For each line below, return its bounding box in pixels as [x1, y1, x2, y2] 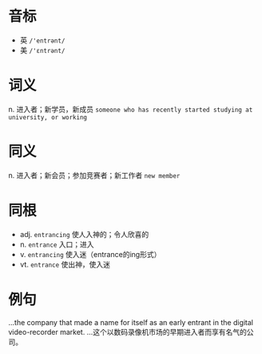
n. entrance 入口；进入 [19, 239, 94, 249]
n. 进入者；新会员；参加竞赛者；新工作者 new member [8, 170, 181, 180]
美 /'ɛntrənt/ [19, 45, 65, 54]
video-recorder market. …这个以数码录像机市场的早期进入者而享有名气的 [8, 327, 248, 336]
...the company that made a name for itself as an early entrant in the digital [8, 317, 254, 327]
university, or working [8, 113, 88, 121]
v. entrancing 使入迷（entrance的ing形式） [19, 249, 161, 259]
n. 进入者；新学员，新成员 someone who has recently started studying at [8, 104, 253, 114]
